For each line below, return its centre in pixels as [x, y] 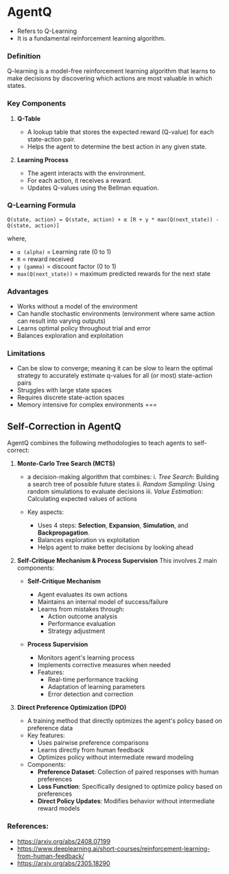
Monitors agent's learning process [86, 658]
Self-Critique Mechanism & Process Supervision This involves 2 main [117, 561]
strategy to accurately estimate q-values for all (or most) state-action [114, 376]
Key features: [46, 735]
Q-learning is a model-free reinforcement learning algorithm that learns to [111, 71]
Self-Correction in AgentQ [64, 426]
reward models [59, 809]
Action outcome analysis [83, 616]
